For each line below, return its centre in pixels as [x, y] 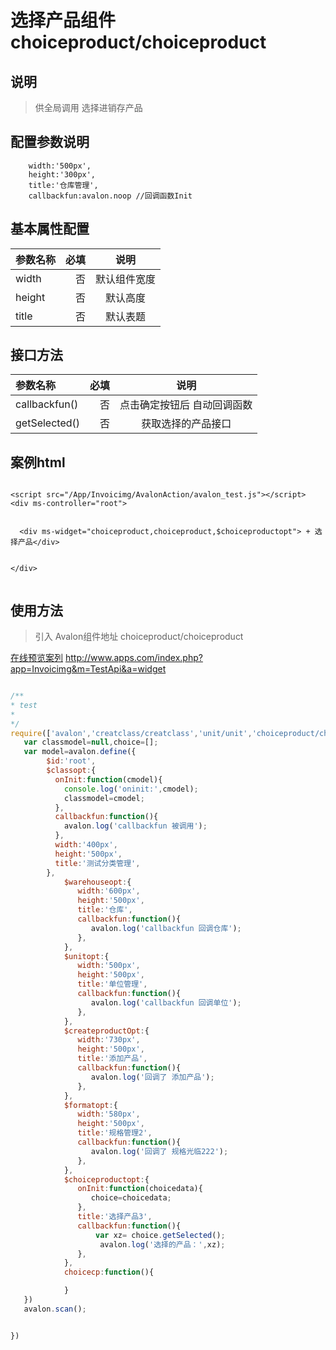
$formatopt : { [90, 1105]
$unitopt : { [86, 956]
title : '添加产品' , [112, 1059]
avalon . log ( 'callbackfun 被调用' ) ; [135, 826]
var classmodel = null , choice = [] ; [91, 742]
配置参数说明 [50, 142]
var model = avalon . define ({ [80, 752]
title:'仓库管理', [63, 185]
